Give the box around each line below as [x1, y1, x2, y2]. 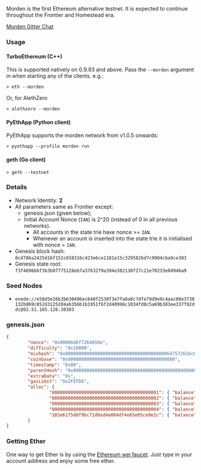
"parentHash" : [28, 367, 63, 373]
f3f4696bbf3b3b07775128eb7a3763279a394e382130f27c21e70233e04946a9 [14, 267, 187, 274]
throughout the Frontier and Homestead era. [6, 11, 115, 19]
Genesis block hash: [14, 248, 65, 255]
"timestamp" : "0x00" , [28, 362, 82, 368]
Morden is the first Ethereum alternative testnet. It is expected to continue [6, 5, 188, 12]
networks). [23, 222, 51, 229]
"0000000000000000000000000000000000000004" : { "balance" [48, 406, 197, 412]
